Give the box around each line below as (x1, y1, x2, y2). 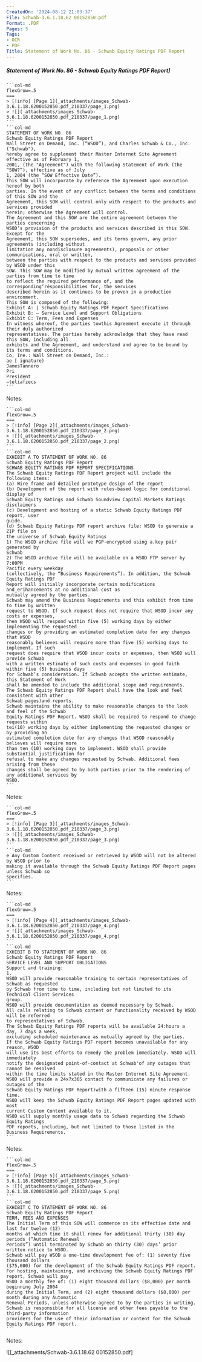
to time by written (6, 602, 56, 608)
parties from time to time (6, 273, 74, 279)
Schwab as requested (6, 981, 59, 987)
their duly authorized (6, 326, 64, 332)
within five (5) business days (6, 666, 85, 672)
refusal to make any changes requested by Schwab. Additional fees (6, 756, 180, 762)
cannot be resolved (6, 1065, 56, 1071)
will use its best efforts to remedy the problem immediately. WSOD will (6, 1050, 197, 1056)
